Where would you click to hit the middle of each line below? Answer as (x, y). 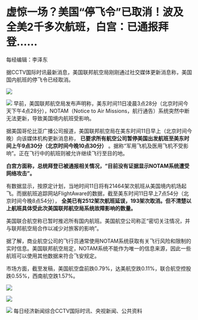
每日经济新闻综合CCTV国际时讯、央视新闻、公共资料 (78, 310)
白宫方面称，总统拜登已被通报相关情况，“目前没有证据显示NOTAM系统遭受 (98, 166)
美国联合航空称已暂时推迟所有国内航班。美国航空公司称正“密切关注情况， (96, 221)
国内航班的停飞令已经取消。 (40, 79)
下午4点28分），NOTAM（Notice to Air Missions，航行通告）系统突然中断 (100, 111)
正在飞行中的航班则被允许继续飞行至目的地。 (74, 153)
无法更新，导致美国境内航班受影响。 (50, 118)
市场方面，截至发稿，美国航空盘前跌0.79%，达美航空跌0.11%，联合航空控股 (99, 268)
